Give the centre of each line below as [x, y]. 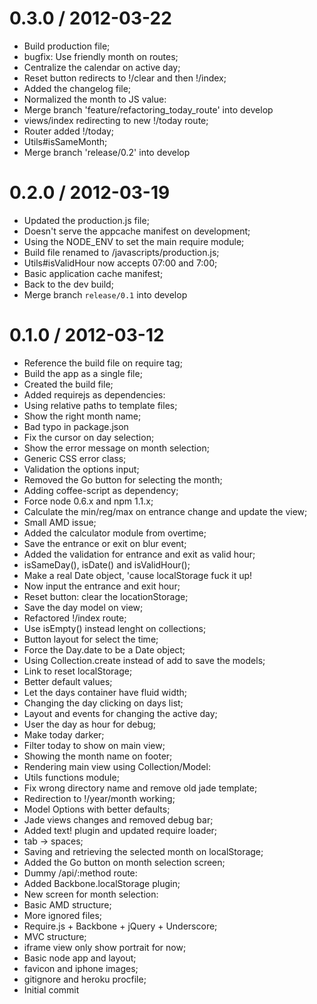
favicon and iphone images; [81, 968]
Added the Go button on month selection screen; [124, 862]
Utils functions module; [71, 777]
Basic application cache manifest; [93, 273]
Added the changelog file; [77, 88]
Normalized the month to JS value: [95, 99]
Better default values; [68, 681]
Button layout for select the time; [91, 639]
